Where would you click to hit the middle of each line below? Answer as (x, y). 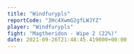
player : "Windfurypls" (40, 27)
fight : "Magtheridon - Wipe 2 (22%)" (62, 33)
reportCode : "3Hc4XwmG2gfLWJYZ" (54, 20)
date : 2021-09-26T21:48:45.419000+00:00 (67, 40)
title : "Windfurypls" (39, 14)
